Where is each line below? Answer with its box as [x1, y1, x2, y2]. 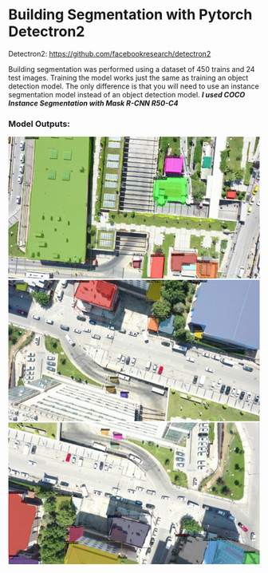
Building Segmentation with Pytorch [8, 6, 253, 24]
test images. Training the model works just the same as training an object [8, 73, 249, 82]
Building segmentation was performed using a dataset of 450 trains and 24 [8, 64, 255, 73]
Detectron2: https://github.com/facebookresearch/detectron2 [8, 49, 211, 58]
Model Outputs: [8, 118, 70, 129]
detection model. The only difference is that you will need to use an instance [8, 81, 259, 91]
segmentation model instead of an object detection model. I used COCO [8, 89, 246, 99]
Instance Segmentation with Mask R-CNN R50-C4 [8, 98, 179, 108]
